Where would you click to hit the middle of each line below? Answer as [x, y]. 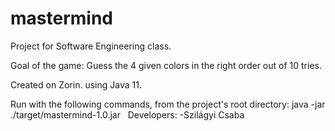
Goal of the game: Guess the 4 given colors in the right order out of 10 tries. [166, 65]
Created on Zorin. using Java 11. [76, 84]
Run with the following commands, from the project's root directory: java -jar [168, 104]
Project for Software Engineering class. [91, 46]
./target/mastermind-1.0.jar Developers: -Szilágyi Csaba [127, 114]
